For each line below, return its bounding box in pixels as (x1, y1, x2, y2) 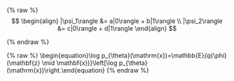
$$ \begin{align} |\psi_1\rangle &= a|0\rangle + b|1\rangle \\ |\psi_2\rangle (11, 17, 223, 25)
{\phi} (210, 52, 227, 59)
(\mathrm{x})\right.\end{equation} (6, 66, 106, 74)
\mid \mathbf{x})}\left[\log (41, 59, 118, 67)
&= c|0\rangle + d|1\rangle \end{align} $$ (57, 24, 177, 32)
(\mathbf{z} (6, 59, 41, 67)
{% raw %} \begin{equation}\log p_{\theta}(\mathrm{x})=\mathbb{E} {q (6, 52, 211, 59)
